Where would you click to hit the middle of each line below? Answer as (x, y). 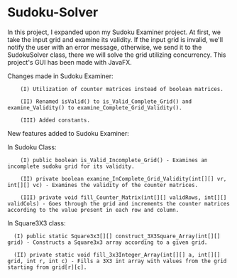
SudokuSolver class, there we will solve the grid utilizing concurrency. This (117, 55)
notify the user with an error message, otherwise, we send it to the (105, 47)
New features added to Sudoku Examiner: (68, 133)
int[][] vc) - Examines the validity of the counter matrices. (103, 185)
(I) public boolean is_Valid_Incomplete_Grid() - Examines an (114, 160)
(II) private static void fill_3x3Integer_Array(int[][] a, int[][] (117, 255)
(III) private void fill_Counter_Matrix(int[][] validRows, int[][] (123, 197)
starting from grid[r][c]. (47, 267)
